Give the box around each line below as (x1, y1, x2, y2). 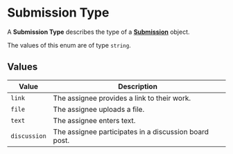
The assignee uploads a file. (53, 104, 145, 114)
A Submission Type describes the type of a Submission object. (7, 28, 190, 36)
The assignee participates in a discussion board (53, 126, 209, 136)
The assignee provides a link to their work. (53, 93, 191, 103)
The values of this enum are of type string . (7, 41, 132, 49)
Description (117, 81, 158, 91)
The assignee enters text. (53, 115, 136, 125)
